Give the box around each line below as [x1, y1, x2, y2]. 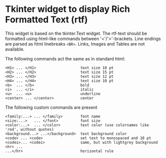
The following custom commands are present [5, 104, 97, 110]
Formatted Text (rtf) [5, 14, 88, 25]
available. [5, 46, 25, 52]
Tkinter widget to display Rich [5, 3, 130, 15]
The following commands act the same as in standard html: [5, 55, 125, 61]
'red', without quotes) [5, 127, 54, 132]
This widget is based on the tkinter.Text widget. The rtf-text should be [5, 30, 147, 36]
